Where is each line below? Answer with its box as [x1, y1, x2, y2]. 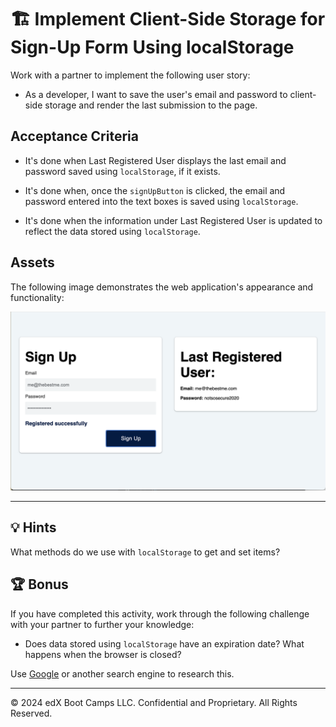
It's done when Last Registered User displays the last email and [24, 154, 287, 166]
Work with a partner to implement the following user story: [10, 69, 251, 81]
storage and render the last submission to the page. [44, 99, 258, 111]
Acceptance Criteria [10, 128, 139, 145]
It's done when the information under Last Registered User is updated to [24, 214, 323, 226]
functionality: [10, 291, 65, 303]
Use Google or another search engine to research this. [10, 667, 235, 680]
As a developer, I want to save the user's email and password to [24, 88, 288, 100]
